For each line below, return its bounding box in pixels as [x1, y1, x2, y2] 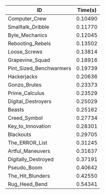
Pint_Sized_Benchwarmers [8, 65, 72, 72]
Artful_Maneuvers [8, 148, 51, 154]
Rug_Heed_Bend [8, 181, 48, 187]
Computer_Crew [8, 15, 47, 22]
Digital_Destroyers [8, 98, 52, 105]
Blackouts [8, 131, 31, 138]
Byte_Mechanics [8, 32, 48, 39]
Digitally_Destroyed [8, 156, 54, 162]
